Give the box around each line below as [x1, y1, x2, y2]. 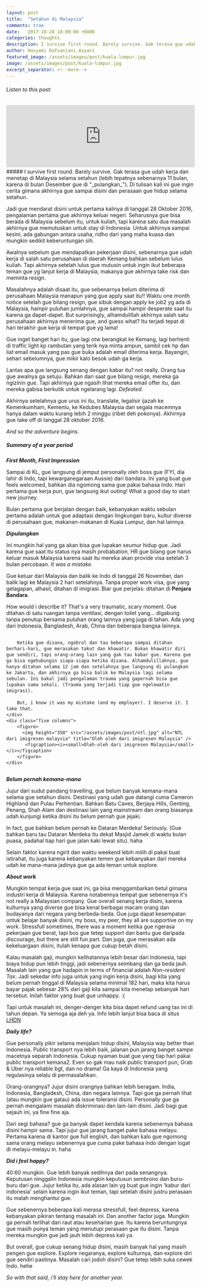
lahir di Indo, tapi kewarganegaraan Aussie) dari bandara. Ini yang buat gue [6, 475, 191, 482]
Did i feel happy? [6, 1157, 49, 1164]
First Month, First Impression [6, 457, 80, 464]
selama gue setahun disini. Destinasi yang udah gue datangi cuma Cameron [6, 793, 193, 800]
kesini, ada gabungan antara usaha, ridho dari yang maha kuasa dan [6, 230, 175, 238]
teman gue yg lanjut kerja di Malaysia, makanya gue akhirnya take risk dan [6, 268, 190, 275]
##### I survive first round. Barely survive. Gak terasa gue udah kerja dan [6, 168, 189, 175]
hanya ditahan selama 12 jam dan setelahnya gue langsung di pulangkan [6, 664, 188, 670]
